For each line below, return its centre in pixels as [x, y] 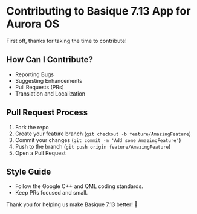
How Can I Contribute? [50, 60]
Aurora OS [33, 24]
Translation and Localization [50, 93]
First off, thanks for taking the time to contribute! [66, 41]
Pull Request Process [47, 113]
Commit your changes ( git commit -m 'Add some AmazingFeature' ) [98, 140]
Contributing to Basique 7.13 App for [98, 11]
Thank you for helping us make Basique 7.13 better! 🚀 [72, 204]
